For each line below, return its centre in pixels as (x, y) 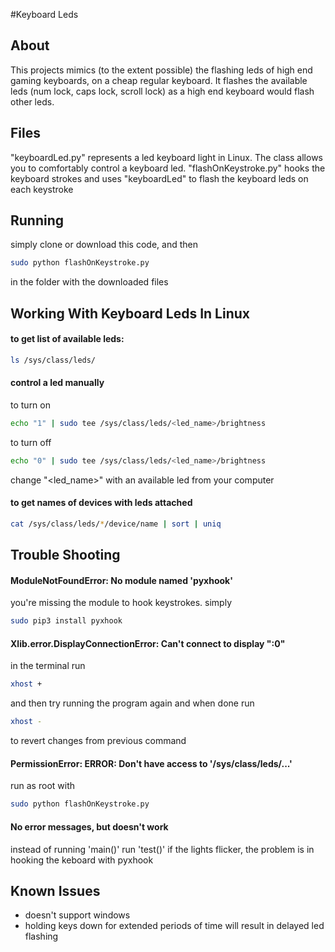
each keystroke (42, 189)
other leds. (32, 101)
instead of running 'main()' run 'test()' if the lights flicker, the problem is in (162, 849)
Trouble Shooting (65, 555)
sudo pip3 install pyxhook (66, 621)
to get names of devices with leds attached (101, 503)
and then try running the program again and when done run (132, 703)
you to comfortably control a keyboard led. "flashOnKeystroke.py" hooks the (168, 168)
